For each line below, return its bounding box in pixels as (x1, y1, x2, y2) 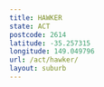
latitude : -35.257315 (9, 38, 91, 48)
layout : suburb (9, 64, 67, 73)
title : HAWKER (9, 13, 63, 23)
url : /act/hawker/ (9, 55, 79, 64)
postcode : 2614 (9, 30, 67, 39)
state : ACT (9, 22, 51, 31)
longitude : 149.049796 (9, 47, 95, 56)
